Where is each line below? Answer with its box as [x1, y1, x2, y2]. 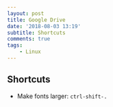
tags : [7, 42, 23, 49]
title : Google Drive [7, 16, 66, 23]
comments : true [7, 36, 51, 43]
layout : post [7, 10, 45, 17]
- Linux [19, 49, 41, 56]
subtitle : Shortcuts [7, 29, 66, 36]
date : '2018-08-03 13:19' [7, 23, 81, 29]
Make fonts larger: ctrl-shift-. [16, 92, 108, 100]
